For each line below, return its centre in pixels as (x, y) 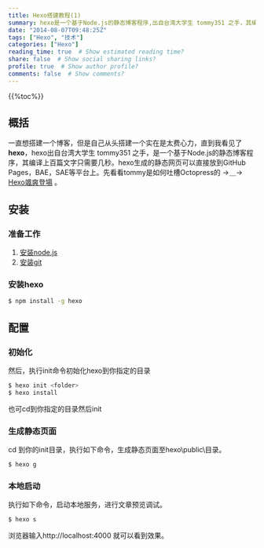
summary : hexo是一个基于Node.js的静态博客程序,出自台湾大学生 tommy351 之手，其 (130, 23)
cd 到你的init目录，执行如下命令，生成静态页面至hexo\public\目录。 (117, 450)
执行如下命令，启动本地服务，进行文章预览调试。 (87, 505)
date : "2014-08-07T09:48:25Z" (58, 30)
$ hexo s (22, 520)
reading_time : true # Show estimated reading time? (96, 52)
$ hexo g (22, 465)
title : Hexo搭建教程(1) (44, 15)
